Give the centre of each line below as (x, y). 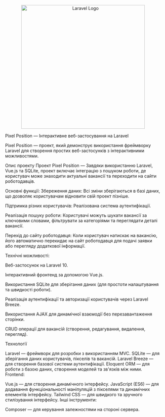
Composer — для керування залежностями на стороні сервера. (72, 409)
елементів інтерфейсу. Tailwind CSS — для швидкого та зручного (74, 394)
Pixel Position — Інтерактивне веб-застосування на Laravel (67, 136)
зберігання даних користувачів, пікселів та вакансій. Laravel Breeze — (79, 359)
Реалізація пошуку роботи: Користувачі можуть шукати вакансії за (76, 215)
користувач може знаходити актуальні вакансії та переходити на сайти (81, 176)
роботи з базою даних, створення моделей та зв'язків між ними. (74, 369)
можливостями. (22, 156)
